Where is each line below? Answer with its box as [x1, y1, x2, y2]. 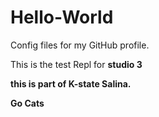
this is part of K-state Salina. [10, 77, 132, 90]
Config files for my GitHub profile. [10, 39, 150, 51]
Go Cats [10, 97, 45, 109]
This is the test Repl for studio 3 [10, 58, 143, 70]
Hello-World [10, 6, 114, 29]
